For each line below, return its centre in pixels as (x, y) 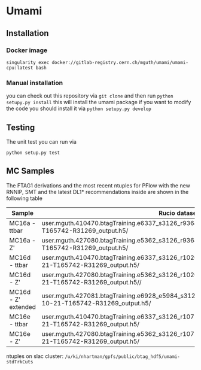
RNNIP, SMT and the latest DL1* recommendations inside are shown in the (98, 192)
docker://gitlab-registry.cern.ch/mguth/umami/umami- (120, 62)
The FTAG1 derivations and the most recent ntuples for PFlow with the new (98, 185)
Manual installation (35, 83)
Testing (21, 127)
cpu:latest (20, 68)
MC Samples (31, 171)
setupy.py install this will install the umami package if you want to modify (99, 102)
